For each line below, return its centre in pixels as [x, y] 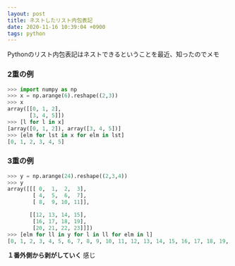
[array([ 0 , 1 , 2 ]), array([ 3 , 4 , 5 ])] [64, 128]
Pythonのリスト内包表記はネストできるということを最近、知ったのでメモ [114, 54]
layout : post [26, 14]
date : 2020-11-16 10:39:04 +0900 [56, 27]
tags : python [26, 33]
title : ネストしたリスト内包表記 [50, 20]
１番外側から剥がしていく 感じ [52, 255]
